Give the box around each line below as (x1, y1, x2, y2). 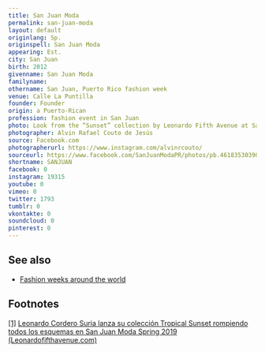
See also (8, 253, 51, 267)
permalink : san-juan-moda (8, 19, 93, 27)
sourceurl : (8, 151, 44, 159)
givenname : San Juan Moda (8, 70, 93, 78)
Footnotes (8, 298, 59, 311)
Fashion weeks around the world (19, 274, 126, 284)
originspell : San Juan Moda (8, 41, 101, 49)
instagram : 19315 (8, 173, 65, 182)
